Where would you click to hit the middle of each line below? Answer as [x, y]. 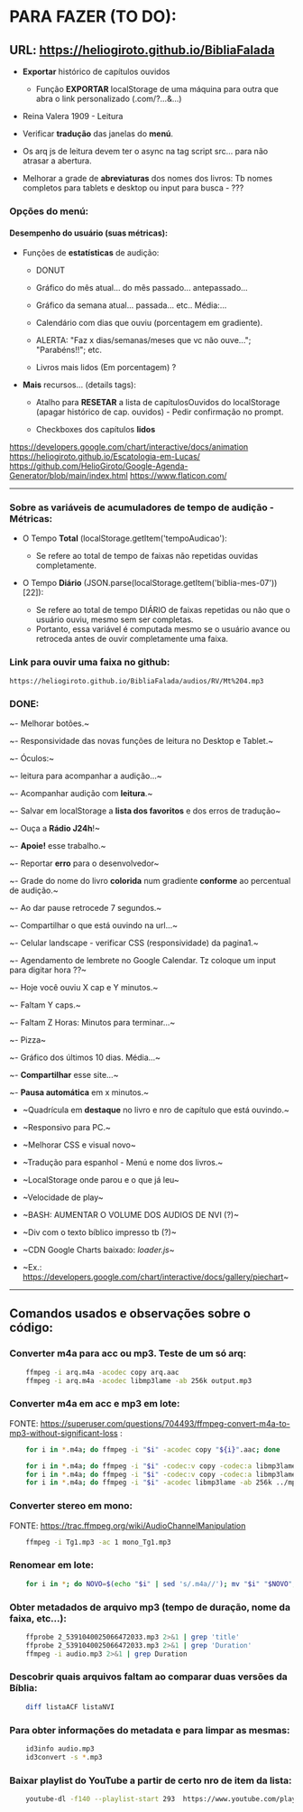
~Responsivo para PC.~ [66, 1128]
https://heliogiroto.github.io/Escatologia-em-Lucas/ [105, 457]
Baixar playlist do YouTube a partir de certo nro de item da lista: [151, 1780]
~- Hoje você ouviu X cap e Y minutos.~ [84, 988]
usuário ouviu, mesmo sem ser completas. [115, 619]
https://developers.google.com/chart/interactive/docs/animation [129, 447]
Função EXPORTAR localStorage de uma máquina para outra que [157, 89]
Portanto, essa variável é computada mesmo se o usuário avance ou [163, 629]
